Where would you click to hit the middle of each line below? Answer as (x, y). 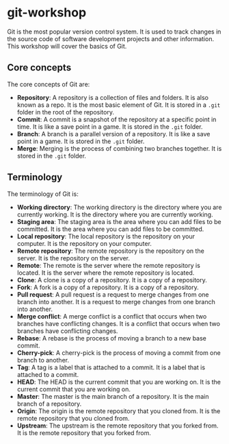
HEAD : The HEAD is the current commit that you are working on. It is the (119, 382)
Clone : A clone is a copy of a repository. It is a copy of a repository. (112, 280)
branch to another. (43, 360)
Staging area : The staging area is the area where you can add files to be (119, 221)
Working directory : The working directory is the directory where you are (119, 207)
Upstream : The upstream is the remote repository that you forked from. (118, 425)
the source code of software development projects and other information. (110, 38)
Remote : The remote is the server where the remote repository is (108, 265)
